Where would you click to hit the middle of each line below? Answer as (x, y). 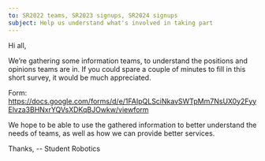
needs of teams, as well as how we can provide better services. (112, 133)
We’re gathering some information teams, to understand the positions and (128, 61)
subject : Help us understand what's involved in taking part (111, 23)
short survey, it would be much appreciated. (80, 77)
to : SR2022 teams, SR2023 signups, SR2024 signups (93, 15)
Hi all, (17, 45)
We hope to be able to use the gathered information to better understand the (132, 125)
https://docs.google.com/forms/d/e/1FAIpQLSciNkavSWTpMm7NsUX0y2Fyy (132, 101)
